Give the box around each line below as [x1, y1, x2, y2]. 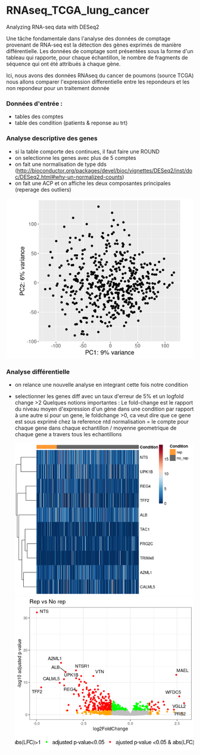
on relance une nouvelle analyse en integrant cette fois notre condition [14, 381, 189, 389]
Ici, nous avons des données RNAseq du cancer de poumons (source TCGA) [6, 72, 194, 79]
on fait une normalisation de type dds [14, 161, 107, 168]
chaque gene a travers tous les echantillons [14, 431, 122, 438]
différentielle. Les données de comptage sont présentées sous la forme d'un [6, 47, 193, 54]
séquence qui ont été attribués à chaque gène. [6, 60, 121, 67]
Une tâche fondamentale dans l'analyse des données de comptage [6, 35, 171, 42]
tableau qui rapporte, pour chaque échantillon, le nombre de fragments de [6, 54, 189, 61]
